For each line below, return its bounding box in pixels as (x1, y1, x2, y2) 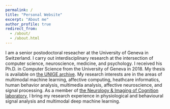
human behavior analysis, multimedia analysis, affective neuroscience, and (5, 82, 162, 88)
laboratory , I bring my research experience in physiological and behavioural (5, 92, 164, 99)
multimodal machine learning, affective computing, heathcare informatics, (5, 77, 160, 83)
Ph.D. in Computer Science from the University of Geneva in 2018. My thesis (5, 65, 165, 71)
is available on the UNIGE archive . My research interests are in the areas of (5, 71, 162, 77)
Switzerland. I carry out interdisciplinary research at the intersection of (5, 55, 154, 61)
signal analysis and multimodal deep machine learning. (5, 98, 121, 104)
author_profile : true (5, 21, 51, 27)
